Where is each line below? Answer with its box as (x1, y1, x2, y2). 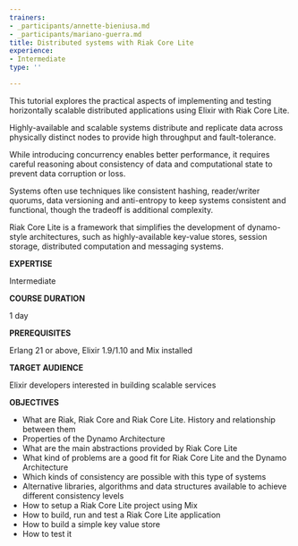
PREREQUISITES (9, 328, 72, 338)
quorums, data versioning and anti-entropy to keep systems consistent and (9, 194, 286, 206)
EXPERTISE (9, 258, 53, 269)
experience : (9, 47, 54, 55)
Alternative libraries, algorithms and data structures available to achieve (21, 481, 287, 491)
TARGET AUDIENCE (9, 362, 83, 372)
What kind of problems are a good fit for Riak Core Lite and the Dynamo (21, 452, 287, 463)
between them (21, 423, 76, 434)
